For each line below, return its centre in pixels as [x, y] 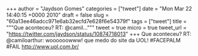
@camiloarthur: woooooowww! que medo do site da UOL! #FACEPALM [94, 40]
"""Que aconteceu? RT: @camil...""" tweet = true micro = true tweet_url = [97, 27]
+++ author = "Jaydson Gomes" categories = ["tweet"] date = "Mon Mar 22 [99, 9]
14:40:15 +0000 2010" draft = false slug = [58, 15]
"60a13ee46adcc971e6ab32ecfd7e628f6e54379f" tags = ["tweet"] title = [97, 21]
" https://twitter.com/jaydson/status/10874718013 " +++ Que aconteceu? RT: [99, 34]
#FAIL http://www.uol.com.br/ [42, 46]
